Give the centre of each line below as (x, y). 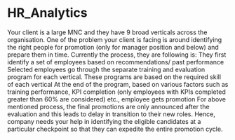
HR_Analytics (47, 13)
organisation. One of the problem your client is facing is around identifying (115, 39)
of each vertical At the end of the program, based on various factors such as (118, 84)
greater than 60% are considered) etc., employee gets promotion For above (117, 99)
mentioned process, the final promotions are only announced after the (108, 106)
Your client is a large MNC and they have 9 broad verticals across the (107, 32)
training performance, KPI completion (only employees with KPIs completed (117, 92)
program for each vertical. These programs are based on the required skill (114, 77)
